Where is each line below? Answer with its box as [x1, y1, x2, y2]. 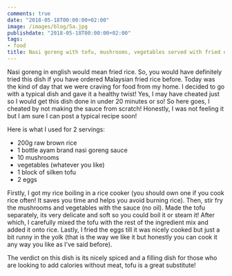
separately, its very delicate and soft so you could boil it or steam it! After [7, 210, 215, 219]
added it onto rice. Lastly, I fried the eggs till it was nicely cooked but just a [7, 226, 220, 234]
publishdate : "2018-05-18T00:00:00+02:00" [7, 29, 131, 37]
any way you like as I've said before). [7, 240, 113, 248]
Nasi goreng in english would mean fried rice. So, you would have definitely [7, 67, 222, 76]
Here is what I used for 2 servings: [7, 125, 106, 134]
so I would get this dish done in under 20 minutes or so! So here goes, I [7, 97, 210, 105]
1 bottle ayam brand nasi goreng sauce [17, 146, 128, 154]
